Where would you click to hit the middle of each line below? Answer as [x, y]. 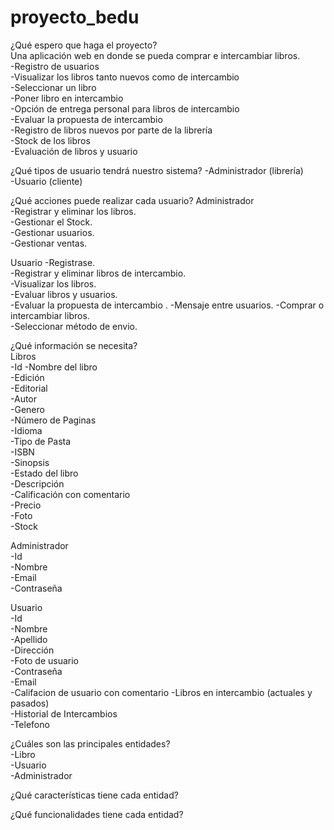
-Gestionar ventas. [49, 243]
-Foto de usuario [44, 660]
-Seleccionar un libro [53, 87]
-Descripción [37, 483]
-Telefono [30, 724]
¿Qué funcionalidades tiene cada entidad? [97, 814]
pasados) [30, 703]
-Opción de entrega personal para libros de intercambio [125, 108]
